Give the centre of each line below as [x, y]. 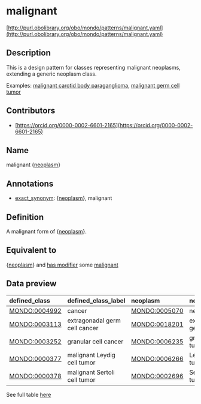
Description [28, 53]
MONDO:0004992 [35, 310]
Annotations [30, 183]
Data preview [31, 284]
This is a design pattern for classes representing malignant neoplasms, [93, 67]
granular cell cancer [95, 342]
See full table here [29, 394]
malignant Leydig [91, 355]
